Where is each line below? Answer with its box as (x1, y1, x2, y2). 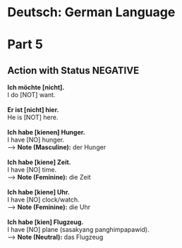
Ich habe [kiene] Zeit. (7, 158, 72, 166)
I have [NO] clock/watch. (7, 195, 80, 204)
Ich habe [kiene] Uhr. (7, 188, 71, 197)
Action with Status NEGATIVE (7, 64, 140, 76)
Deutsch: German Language (7, 4, 176, 20)
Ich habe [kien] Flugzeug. (7, 218, 84, 226)
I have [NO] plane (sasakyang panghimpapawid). (7, 225, 150, 234)
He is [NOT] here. (7, 113, 59, 122)
